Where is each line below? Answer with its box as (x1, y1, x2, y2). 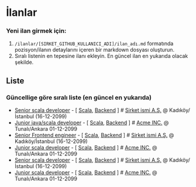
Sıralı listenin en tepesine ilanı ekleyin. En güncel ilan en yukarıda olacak (14, 53, 188, 60)
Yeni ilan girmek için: (6, 27, 67, 35)
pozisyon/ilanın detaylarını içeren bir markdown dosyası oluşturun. (14, 46, 174, 53)
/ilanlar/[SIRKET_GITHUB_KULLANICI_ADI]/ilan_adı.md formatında (14, 40, 174, 47)
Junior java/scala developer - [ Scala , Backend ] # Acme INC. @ (14, 119, 169, 126)
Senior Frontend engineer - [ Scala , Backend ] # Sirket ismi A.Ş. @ (14, 132, 174, 139)
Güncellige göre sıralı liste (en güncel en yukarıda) (6, 93, 152, 101)
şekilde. (14, 59, 34, 66)
